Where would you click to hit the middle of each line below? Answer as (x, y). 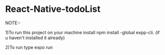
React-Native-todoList (53, 9)
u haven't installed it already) (35, 38)
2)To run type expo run (29, 47)
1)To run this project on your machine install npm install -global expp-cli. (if (82, 32)
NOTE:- (13, 23)
